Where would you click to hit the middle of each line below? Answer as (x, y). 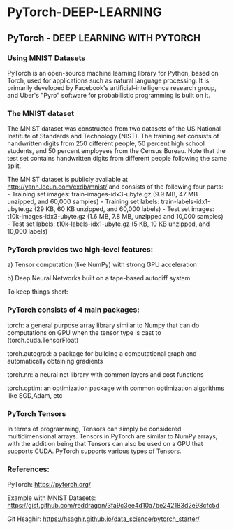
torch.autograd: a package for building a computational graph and (102, 353)
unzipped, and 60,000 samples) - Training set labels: (83, 202)
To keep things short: (38, 292)
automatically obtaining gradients (55, 361)
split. (14, 166)
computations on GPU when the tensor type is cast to (85, 332)
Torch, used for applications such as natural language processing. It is (108, 80)
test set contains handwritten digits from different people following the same (117, 159)
